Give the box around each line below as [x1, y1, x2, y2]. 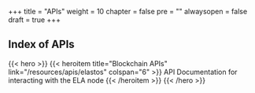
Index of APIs [8, 38, 75, 51]
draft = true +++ [8, 15, 61, 24]
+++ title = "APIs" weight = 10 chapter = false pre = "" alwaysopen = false [8, 7, 248, 16]
